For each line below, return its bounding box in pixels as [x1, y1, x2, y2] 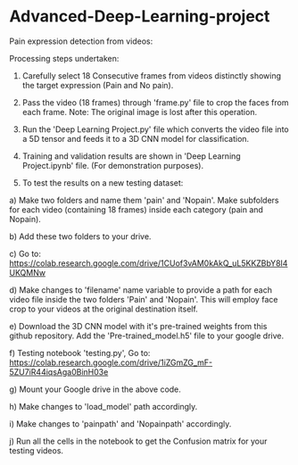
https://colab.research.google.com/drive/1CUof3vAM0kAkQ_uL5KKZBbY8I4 [9, 257, 288, 269]
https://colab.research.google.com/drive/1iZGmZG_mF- [9, 357, 213, 368]
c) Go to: [9, 248, 42, 259]
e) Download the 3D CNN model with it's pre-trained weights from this [9, 320, 268, 331]
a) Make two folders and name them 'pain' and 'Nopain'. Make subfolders [9, 195, 279, 205]
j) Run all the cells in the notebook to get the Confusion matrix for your [9, 436, 268, 446]
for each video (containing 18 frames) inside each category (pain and [9, 203, 263, 215]
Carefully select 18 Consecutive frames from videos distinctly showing [21, 70, 282, 81]
